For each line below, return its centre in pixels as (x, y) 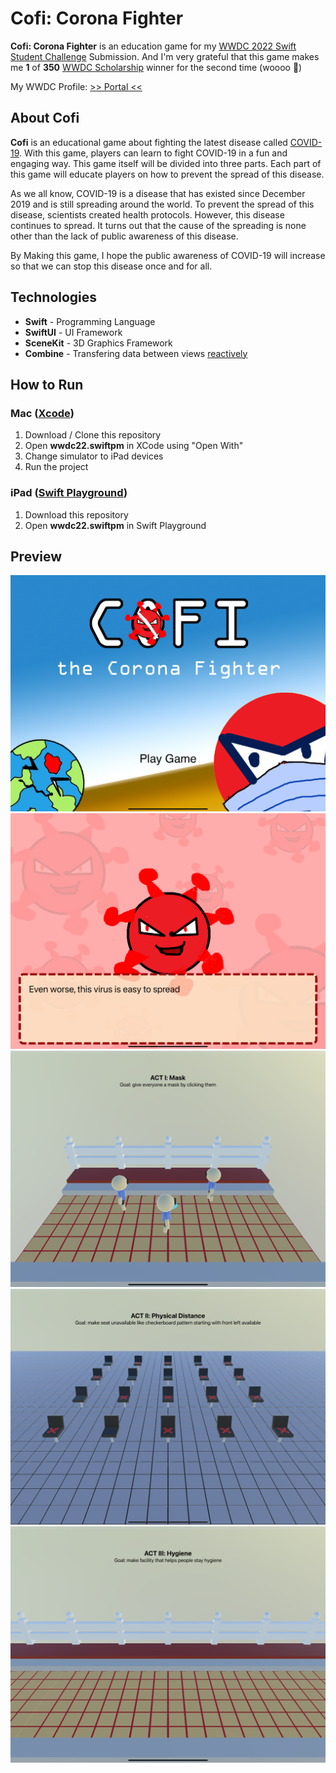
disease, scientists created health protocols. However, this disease (147, 214)
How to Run (47, 384)
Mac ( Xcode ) (42, 413)
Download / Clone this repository (93, 435)
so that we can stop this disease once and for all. (111, 266)
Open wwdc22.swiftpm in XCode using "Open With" (134, 446)
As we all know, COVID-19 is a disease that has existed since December (158, 193)
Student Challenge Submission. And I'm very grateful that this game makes (165, 56)
